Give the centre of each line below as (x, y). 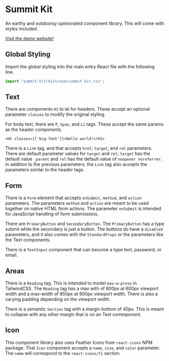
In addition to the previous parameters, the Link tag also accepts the (76, 164)
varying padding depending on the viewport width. (58, 299)
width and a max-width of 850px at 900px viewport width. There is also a (81, 294)
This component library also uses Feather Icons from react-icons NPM (79, 342)
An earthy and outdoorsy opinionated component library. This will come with (85, 23)
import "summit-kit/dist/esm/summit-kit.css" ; (55, 81)
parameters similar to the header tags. (45, 170)
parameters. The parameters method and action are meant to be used (77, 203)
